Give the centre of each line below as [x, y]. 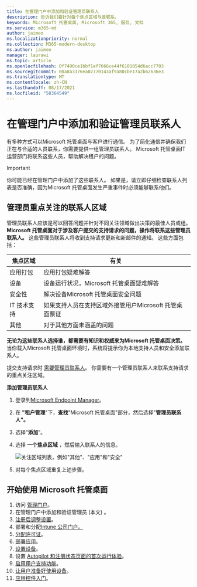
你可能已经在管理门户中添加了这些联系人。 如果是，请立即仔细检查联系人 [94, 180]
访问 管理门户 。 [34, 505]
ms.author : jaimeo [29, 50]
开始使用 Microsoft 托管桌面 [57, 489]
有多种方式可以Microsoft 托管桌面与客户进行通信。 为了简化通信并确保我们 [96, 141]
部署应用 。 [28, 542]
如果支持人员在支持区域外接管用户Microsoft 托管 [110, 305]
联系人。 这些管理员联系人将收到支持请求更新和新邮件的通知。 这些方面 [93, 237]
